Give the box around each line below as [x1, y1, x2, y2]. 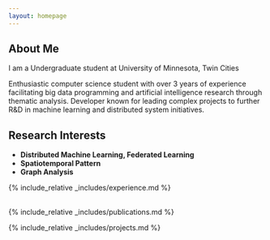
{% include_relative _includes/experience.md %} [8, 183, 172, 193]
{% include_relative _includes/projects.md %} [8, 223, 161, 233]
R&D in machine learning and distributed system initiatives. [8, 105, 205, 114]
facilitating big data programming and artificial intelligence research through [8, 88, 263, 97]
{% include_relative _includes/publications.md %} [8, 208, 174, 217]
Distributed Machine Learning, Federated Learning [19, 150, 195, 160]
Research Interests [8, 128, 106, 142]
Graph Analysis [19, 167, 74, 177]
